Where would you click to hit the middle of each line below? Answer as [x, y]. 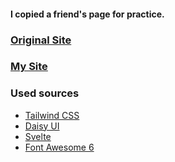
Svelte [38, 136]
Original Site [41, 40]
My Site [29, 67]
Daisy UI [42, 126]
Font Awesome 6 [59, 147]
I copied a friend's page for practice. [87, 14]
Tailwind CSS [52, 115]
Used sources [45, 93]
